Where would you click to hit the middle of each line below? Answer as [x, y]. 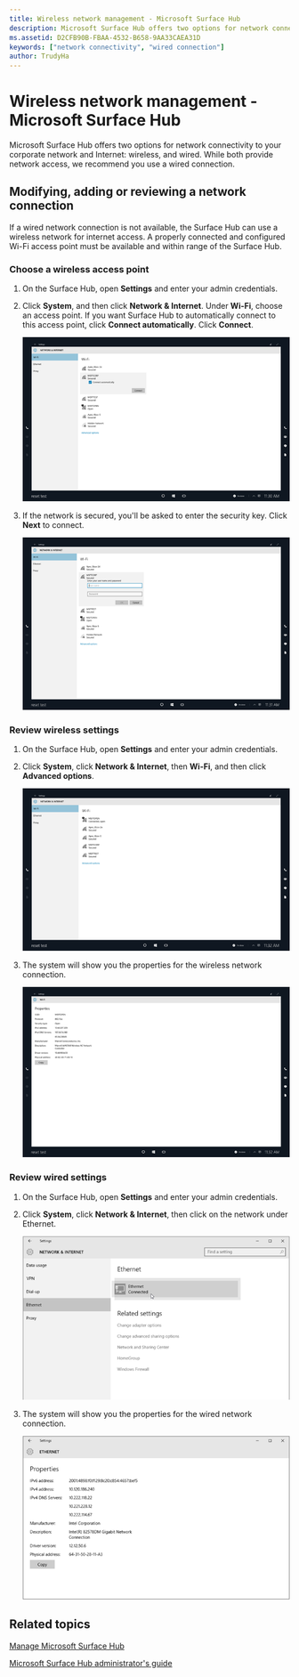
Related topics [50, 1624]
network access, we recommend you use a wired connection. [122, 164]
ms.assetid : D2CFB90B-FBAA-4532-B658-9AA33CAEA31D [105, 37]
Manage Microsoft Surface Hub [67, 1646]
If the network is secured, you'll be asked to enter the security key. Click [154, 515]
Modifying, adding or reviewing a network [128, 192]
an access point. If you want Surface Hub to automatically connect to [149, 315]
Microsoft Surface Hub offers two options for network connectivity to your [145, 145]
